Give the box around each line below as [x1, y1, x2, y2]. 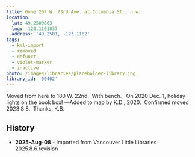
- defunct [11, 54, 36, 60]
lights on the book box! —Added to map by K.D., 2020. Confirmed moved [6, 99, 190, 106]
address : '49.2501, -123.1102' [11, 31, 90, 37]
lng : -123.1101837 [11, 25, 58, 32]
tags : [6, 37, 20, 43]
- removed [11, 48, 36, 54]
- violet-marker [11, 59, 52, 65]
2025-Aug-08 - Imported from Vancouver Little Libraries [14, 138, 157, 146]
